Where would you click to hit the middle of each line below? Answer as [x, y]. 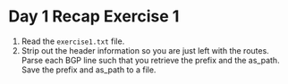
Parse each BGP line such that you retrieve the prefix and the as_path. [150, 60]
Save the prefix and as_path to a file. [89, 70]
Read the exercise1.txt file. [73, 41]
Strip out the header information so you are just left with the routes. [145, 50]
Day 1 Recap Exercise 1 [94, 17]
